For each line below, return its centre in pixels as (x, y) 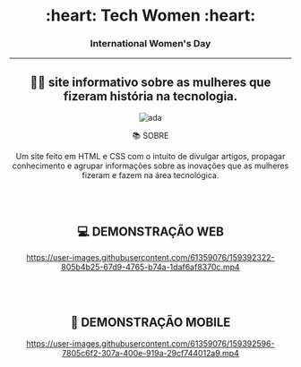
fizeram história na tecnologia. (150, 96)
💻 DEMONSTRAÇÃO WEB (150, 231)
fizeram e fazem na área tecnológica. (150, 175)
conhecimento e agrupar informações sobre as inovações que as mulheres (150, 166)
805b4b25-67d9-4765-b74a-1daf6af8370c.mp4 (150, 267)
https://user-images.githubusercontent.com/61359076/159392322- (150, 258)
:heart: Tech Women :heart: (150, 16)
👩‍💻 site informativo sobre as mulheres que (150, 82)
